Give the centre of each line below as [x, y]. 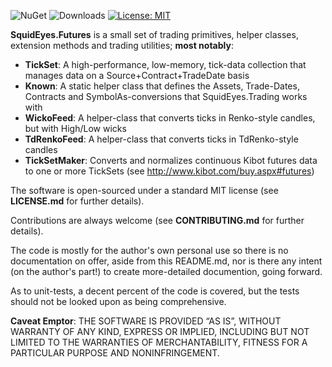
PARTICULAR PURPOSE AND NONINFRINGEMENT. [115, 353]
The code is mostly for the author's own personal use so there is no [149, 250]
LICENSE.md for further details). [77, 201]
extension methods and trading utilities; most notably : [122, 45]
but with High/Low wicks [75, 128]
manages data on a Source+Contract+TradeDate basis [137, 75]
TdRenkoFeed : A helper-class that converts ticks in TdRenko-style [161, 139]
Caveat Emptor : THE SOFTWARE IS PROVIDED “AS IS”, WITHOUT [146, 321]
